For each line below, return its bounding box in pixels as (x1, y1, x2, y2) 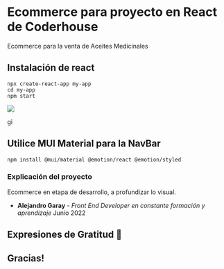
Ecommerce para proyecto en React (7, 4, 218, 20)
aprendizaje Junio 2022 (17, 209, 86, 217)
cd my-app (7, 86, 36, 94)
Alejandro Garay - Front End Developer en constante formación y (17, 201, 205, 209)
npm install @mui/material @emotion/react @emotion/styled (7, 156, 182, 163)
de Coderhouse (7, 19, 98, 35)
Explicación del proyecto (7, 172, 92, 182)
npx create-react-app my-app (7, 80, 92, 87)
